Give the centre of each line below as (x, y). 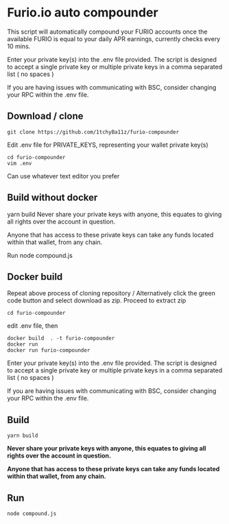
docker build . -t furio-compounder (61, 338)
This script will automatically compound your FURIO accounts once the (107, 32)
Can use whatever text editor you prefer (63, 176)
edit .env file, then (33, 326)
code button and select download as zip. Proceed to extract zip (97, 300)
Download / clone (45, 116)
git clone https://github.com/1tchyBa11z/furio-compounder (93, 132)
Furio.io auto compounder (83, 13)
